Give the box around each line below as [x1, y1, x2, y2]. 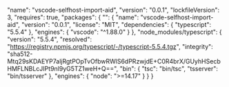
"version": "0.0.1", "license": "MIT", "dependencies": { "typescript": [21, 21, 212, 28]
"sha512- [7, 50, 33, 58]
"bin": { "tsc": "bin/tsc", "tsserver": [119, 65, 219, 72]
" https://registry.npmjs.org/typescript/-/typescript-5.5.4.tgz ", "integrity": [7, 43, 214, 50]
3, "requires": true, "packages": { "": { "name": [7, 13, 139, 21]
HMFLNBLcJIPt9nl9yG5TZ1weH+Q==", [7, 65, 119, 72]
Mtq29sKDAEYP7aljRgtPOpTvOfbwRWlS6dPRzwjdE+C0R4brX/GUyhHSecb [7, 57, 221, 65]
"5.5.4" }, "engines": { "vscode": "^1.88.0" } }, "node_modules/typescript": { [7, 28, 222, 36]
